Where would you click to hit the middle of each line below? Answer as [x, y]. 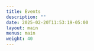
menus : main [21, 33]
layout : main [22, 28]
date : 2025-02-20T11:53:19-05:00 [47, 22]
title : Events [24, 11]
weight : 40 [20, 39]
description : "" [26, 17]
